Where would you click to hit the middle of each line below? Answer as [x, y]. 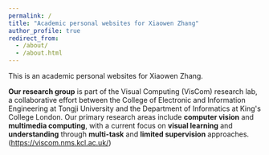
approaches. [228, 134]
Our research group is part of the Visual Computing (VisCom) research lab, [133, 92]
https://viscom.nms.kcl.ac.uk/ [60, 143]
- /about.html [39, 53]
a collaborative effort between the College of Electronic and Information [127, 100]
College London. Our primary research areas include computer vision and [131, 117]
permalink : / [30, 16]
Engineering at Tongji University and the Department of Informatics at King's [134, 108]
